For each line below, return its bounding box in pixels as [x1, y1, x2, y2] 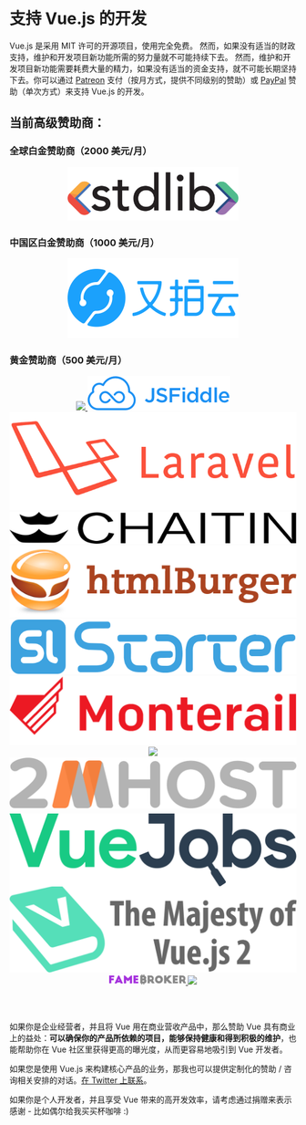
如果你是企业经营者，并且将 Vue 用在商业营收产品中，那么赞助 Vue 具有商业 [9, 1021, 296, 1032]
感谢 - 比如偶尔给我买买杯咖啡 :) [9, 1106, 129, 1117]
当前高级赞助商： [9, 115, 106, 130]
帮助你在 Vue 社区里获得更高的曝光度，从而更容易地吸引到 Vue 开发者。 [16, 1044, 288, 1055]
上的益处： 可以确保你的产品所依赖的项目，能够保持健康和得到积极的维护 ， [9, 1033, 289, 1044]
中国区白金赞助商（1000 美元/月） [9, 236, 160, 249]
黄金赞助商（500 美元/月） [9, 354, 127, 367]
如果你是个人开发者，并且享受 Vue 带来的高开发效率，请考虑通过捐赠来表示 [9, 1094, 292, 1105]
